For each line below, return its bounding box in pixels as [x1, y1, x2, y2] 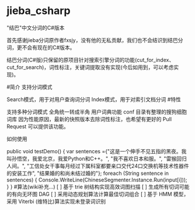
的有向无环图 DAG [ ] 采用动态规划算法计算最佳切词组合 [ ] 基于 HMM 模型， [6, 190, 189, 197]
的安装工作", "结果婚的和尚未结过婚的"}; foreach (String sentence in [6, 170, 169, 177]
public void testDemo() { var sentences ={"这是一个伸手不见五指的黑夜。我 [6, 147, 187, 154]
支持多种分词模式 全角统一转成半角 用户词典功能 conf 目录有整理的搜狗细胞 [6, 108, 187, 115]
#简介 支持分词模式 [6, 83, 53, 90]
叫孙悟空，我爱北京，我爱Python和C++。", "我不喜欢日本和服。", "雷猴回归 [6, 155, 187, 162]
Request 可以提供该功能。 [6, 123, 69, 130]
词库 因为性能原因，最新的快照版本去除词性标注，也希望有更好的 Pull [6, 115, 172, 122]
